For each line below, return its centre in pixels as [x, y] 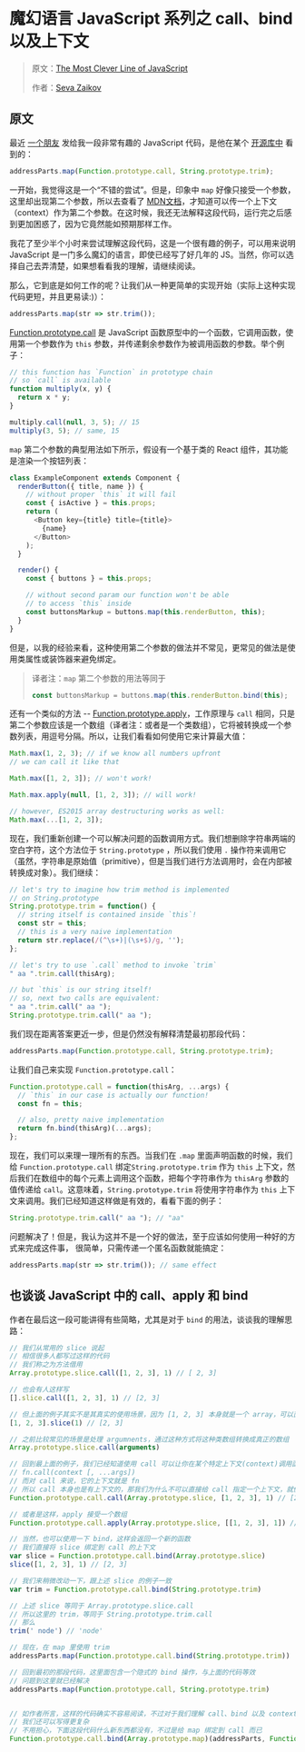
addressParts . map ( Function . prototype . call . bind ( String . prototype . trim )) [150, 1656]
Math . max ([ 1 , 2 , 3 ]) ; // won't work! [81, 779]
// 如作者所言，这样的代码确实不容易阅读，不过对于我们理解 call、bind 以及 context [153, 1714]
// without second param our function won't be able [128, 595]
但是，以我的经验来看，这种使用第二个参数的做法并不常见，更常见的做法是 [148, 647]
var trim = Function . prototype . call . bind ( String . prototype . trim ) [136, 1589]
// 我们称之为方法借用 [46, 1365]
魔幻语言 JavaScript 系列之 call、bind [151, 19]
